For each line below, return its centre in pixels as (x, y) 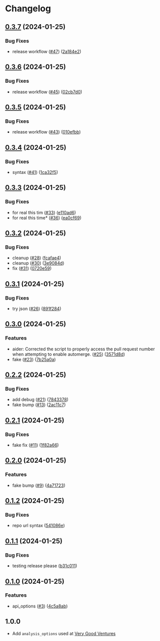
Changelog (28, 9)
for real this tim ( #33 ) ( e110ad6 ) (44, 212)
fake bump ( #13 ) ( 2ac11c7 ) (39, 405)
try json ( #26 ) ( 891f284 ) (37, 309)
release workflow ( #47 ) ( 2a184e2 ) (47, 51)
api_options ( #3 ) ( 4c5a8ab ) (40, 606)
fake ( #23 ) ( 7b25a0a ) (34, 359)
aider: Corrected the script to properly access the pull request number (83, 349)
